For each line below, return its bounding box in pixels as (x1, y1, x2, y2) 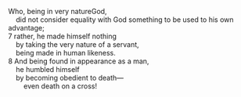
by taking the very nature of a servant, (15, 40, 139, 49)
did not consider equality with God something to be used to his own (15, 15, 234, 24)
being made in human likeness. (15, 48, 116, 57)
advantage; (8, 23, 45, 32)
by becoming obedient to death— (15, 74, 124, 82)
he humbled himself (15, 65, 80, 74)
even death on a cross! (23, 81, 98, 91)
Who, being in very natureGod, (8, 7, 107, 16)
